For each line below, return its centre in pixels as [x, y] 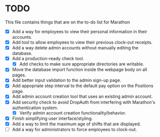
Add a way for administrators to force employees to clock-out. [75, 129]
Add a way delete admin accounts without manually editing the [75, 48]
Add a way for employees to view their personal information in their [80, 31]
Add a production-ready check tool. [48, 59]
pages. [19, 75]
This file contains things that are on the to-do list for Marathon [68, 22]
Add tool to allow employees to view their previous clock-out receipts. [82, 42]
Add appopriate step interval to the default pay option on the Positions [83, 86]
